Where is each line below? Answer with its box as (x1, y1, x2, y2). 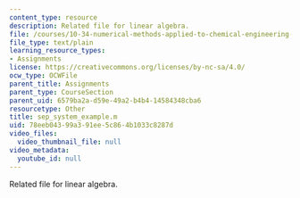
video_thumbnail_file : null (17, 137, 122, 146)
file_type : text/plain (9, 37, 94, 47)
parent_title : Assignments (9, 79, 110, 88)
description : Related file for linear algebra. (9, 21, 190, 30)
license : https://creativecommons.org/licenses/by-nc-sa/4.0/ (9, 63, 246, 72)
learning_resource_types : (9, 46, 105, 55)
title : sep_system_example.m (9, 112, 118, 121)
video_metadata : (9, 145, 70, 154)
